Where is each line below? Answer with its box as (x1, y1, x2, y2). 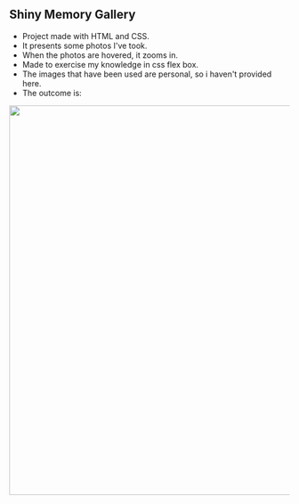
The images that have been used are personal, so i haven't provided (21, 69, 272, 79)
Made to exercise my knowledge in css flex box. (21, 59, 198, 69)
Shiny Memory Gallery (9, 7, 136, 22)
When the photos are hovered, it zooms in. (21, 49, 179, 61)
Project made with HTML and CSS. (21, 30, 149, 41)
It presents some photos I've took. (21, 40, 148, 51)
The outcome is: (21, 87, 82, 98)
